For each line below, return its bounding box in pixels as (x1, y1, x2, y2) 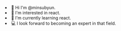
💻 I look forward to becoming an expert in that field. (11, 20, 116, 26)
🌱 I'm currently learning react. (11, 15, 71, 21)
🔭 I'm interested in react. (11, 10, 60, 15)
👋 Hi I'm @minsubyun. (11, 5, 56, 10)
